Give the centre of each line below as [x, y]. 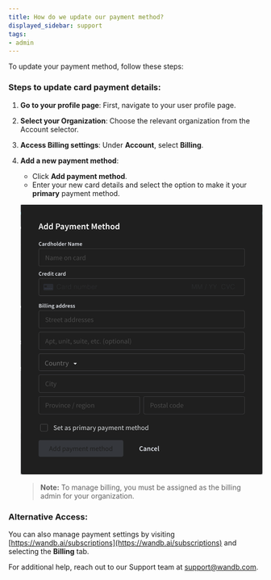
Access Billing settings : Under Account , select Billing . [112, 144]
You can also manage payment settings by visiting [92, 534]
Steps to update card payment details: [85, 87]
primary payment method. [76, 193]
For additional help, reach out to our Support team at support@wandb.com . [133, 567]
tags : [17, 34]
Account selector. [49, 129]
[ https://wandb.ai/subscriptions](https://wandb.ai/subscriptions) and [123, 542]
